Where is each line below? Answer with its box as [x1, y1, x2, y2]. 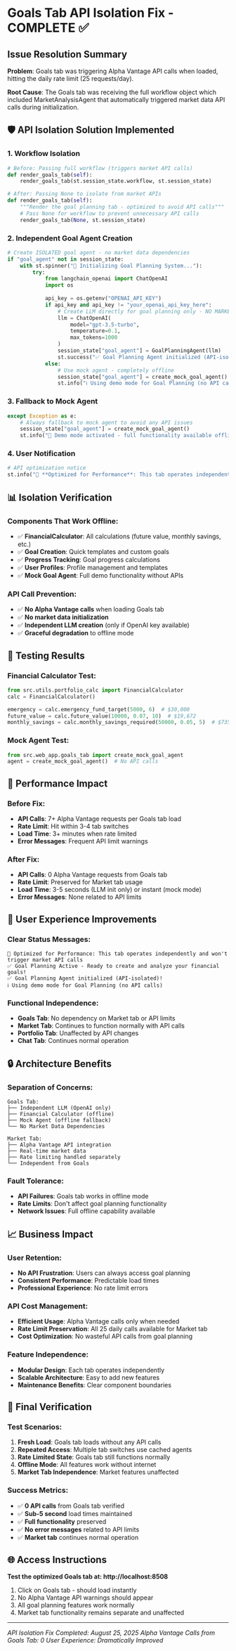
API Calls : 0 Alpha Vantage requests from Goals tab [17, 870, 168, 879]
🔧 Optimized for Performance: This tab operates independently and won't [7, 950, 228, 957]
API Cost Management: [7, 1301, 88, 1311]
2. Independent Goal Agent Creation [7, 233, 133, 243]
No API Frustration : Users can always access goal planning [17, 1269, 191, 1277]
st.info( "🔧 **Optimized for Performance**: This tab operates [7, 471, 193, 479]
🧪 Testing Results [7, 649, 86, 661]
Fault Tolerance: [7, 1176, 65, 1186]
